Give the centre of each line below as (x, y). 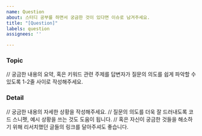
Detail (15, 98)
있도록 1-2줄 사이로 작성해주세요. (45, 82)
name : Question (25, 12)
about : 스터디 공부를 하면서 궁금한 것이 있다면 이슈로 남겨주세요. (78, 17)
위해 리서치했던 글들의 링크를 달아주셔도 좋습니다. (70, 126)
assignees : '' (24, 34)
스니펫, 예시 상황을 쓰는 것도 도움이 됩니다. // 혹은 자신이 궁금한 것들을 (94, 119)
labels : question (28, 29)
